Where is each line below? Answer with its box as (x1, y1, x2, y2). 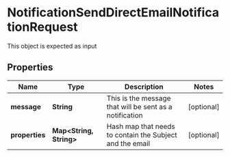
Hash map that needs (106, 122, 176, 131)
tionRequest (7, 19, 78, 35)
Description (124, 82, 164, 91)
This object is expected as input (7, 42, 97, 50)
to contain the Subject (106, 130, 178, 139)
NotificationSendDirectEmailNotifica (7, 5, 220, 20)
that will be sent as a (106, 102, 172, 111)
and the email (106, 139, 151, 148)
